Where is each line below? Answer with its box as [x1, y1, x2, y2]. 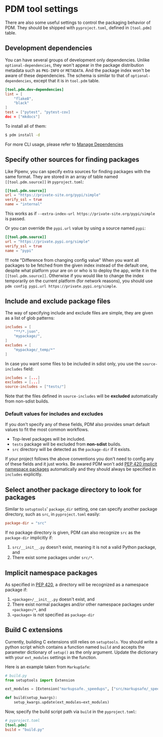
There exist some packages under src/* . [12, 555, 94, 561]
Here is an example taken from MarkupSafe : [5, 664, 91, 670]
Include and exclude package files [5, 297, 111, 305]
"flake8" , [14, 96, 34, 101]
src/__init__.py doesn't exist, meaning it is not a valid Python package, [12, 544, 157, 550]
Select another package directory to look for [5, 485, 142, 494]
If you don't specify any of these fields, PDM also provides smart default [5, 422, 150, 427]
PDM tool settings [5, 3, 79, 15]
